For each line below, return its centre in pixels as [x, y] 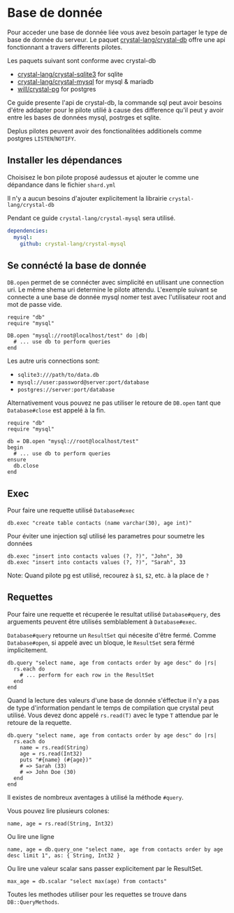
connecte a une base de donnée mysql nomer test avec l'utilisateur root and [117, 297]
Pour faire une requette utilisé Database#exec [71, 510]
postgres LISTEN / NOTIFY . [42, 138]
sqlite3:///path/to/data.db [58, 375]
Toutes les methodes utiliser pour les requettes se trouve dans [97, 894]
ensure [17, 460]
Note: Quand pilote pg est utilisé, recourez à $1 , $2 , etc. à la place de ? [108, 575]
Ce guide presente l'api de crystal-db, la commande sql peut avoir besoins [115, 102]
